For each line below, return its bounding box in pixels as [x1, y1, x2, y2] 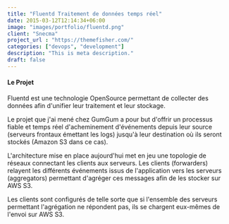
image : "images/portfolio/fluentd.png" [7, 23, 125, 30]
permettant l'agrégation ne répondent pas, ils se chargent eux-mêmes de [7, 202, 221, 211]
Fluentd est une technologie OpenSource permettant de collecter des [7, 93, 209, 102]
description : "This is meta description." [7, 50, 134, 57]
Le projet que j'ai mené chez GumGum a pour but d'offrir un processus [7, 114, 213, 124]
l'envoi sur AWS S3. [7, 210, 65, 218]
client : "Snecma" [7, 30, 58, 37]
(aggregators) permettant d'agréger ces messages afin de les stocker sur [7, 174, 221, 182]
